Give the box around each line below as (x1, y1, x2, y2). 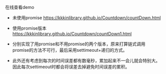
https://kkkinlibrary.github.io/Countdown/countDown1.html (12, 31, 132, 37)
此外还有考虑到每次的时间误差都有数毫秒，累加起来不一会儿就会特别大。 (12, 58, 160, 63)
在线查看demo (5, 4, 35, 10)
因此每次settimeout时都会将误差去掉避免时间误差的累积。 (12, 64, 130, 70)
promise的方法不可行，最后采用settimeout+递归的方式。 (12, 47, 127, 53)
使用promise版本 (12, 25, 47, 31)
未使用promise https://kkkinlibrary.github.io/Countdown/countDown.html (12, 15, 161, 21)
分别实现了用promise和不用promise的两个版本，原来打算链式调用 (12, 41, 146, 47)
